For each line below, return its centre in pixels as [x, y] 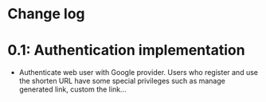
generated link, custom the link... [72, 89]
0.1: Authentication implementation [126, 51]
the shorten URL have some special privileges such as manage [122, 81]
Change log [46, 14]
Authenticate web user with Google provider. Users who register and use [138, 73]
